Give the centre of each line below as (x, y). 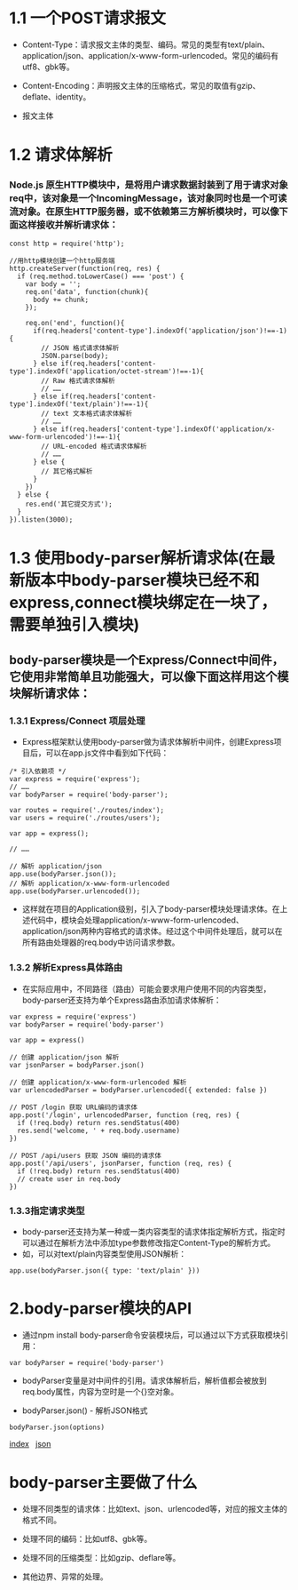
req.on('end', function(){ (75, 324)
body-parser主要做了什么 (103, 1483)
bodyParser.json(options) (57, 1427)
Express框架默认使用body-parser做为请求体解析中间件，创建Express (148, 742)
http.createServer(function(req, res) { (85, 269)
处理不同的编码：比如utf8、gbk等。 (87, 1538)
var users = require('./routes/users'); (85, 819)
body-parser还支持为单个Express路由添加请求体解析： (122, 1000)
